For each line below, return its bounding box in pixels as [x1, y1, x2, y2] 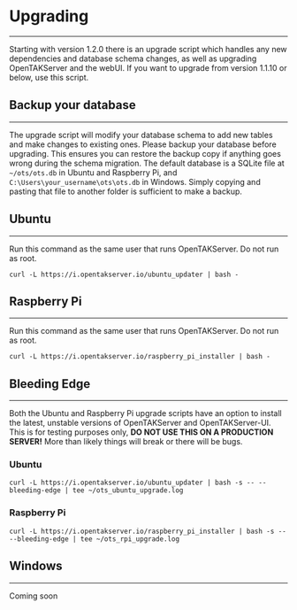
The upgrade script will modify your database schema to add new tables [9, 129, 273, 140]
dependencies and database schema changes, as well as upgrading [9, 53, 257, 64]
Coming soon [9, 591, 58, 601]
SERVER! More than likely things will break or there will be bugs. [9, 436, 243, 447]
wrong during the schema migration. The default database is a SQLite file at [9, 158, 285, 168]
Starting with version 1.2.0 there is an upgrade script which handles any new [9, 43, 287, 54]
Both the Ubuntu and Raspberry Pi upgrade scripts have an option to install [9, 408, 282, 419]
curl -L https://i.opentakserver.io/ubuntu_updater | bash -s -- [9, 478, 255, 488]
